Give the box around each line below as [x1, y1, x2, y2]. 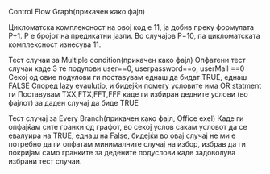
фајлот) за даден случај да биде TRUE [8, 98, 139, 107]
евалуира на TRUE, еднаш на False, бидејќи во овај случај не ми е [8, 130, 236, 140]
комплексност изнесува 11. [8, 39, 102, 49]
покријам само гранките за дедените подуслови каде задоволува [8, 148, 236, 157]
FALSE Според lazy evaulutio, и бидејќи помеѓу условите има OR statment [8, 81, 262, 90]
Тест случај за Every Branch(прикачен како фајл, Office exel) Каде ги [8, 114, 244, 123]
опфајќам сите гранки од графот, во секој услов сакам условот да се [8, 122, 247, 131]
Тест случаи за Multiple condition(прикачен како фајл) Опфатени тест [8, 56, 246, 64]
